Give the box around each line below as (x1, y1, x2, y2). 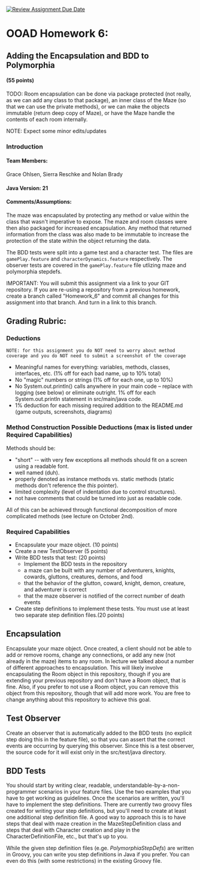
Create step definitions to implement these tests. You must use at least (14, 605, 190, 612)
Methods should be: (6, 444, 56, 452)
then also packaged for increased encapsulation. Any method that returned (6, 224, 192, 231)
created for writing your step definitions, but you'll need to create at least (6, 807, 187, 815)
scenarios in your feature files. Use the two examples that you (38, 788, 192, 795)
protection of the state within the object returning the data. (6, 237, 151, 244)
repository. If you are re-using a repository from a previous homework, (6, 286, 180, 293)
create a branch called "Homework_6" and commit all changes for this (6, 292, 179, 299)
